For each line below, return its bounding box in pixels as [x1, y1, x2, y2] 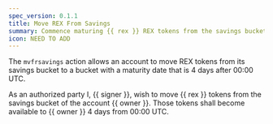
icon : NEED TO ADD [8, 34, 71, 43]
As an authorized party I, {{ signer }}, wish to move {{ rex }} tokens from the [8, 90, 262, 100]
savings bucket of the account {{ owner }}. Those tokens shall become [8, 98, 245, 108]
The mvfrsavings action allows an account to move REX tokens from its [8, 57, 245, 66]
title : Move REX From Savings [8, 19, 111, 28]
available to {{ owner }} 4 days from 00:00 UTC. [8, 107, 169, 117]
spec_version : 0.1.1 [8, 11, 79, 20]
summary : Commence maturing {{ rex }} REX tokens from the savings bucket [8, 27, 267, 35]
